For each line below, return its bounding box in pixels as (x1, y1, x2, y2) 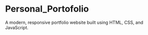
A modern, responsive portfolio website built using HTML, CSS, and (5, 19, 144, 25)
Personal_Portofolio (5, 3, 89, 15)
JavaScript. (5, 24, 29, 30)
